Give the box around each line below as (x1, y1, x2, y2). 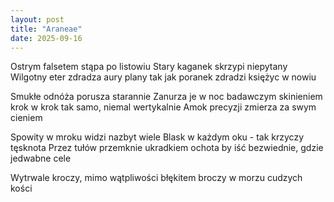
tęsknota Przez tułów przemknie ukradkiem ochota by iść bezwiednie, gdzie (10, 142, 324, 154)
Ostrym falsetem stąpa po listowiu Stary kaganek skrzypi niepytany (10, 61, 288, 73)
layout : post (10, 14, 65, 25)
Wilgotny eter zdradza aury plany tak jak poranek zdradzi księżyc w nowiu (10, 71, 317, 83)
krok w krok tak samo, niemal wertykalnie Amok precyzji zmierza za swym (10, 101, 317, 113)
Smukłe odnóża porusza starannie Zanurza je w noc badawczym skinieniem (10, 91, 323, 103)
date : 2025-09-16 (10, 33, 83, 43)
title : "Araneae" (10, 24, 83, 34)
